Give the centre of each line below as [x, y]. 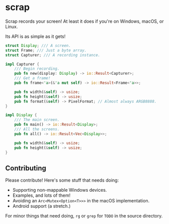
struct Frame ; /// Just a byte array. [46, 50]
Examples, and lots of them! [41, 195]
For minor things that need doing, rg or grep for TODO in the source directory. [84, 216]
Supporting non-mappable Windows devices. [60, 190]
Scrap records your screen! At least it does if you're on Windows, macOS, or [84, 21]
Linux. [12, 26]
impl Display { [21, 115]
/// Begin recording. [37, 69]
